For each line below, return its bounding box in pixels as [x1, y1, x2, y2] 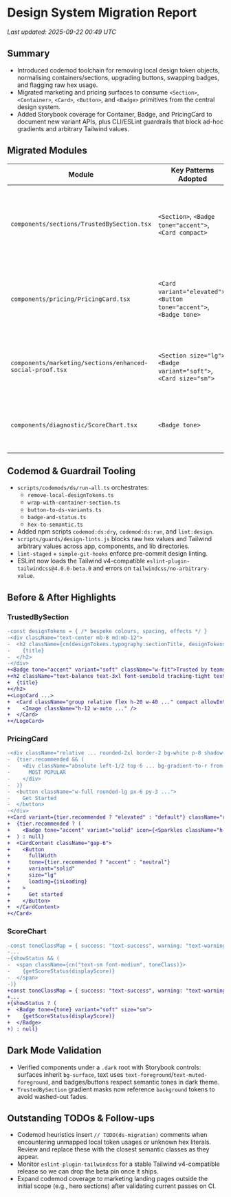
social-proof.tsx [10, 366, 67, 373]
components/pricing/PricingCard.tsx [10, 295, 131, 303]
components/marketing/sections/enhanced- [10, 359, 148, 367]
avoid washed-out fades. [16, 1092, 88, 1100]
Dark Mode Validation [7, 1044, 102, 1057]
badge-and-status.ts [27, 514, 87, 521]
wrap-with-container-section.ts [27, 499, 120, 507]
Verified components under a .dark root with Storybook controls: [16, 1063, 201, 1071]
